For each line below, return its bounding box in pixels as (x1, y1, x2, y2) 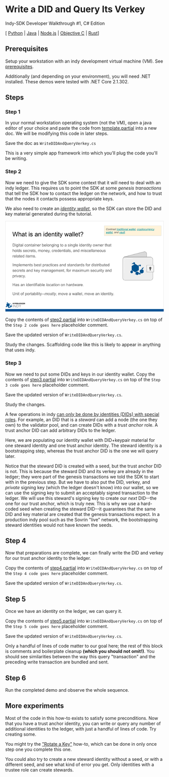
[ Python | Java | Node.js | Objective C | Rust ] (5, 30, 100, 36)
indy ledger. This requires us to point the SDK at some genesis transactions (5, 185, 162, 191)
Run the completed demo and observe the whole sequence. (5, 687, 129, 693)
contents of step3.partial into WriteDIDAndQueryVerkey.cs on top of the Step (5, 376, 161, 382)
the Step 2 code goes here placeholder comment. (5, 322, 109, 328)
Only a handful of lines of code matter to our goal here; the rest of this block (5, 643, 163, 649)
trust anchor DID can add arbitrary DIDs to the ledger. (5, 427, 116, 433)
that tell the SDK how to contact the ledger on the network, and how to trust (5, 190, 162, 196)
